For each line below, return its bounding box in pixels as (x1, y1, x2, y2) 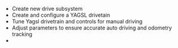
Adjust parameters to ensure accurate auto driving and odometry (11, 24, 172, 31)
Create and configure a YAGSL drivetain (11, 11, 111, 19)
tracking (11, 31, 33, 38)
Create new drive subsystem (11, 5, 83, 12)
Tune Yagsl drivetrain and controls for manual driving (11, 18, 143, 25)
